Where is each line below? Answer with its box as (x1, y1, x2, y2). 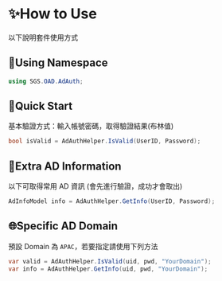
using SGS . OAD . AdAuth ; (8, 77, 84, 85)
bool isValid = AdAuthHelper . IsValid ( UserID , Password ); (8, 137, 201, 146)
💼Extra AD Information (8, 159, 122, 173)
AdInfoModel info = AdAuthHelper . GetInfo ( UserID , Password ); (8, 197, 216, 205)
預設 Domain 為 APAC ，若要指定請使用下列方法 (8, 241, 158, 251)
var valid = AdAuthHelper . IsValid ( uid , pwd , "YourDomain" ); (8, 257, 212, 265)
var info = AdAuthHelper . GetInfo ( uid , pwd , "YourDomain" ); (8, 264, 208, 273)
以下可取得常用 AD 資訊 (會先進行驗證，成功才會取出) (8, 181, 183, 191)
